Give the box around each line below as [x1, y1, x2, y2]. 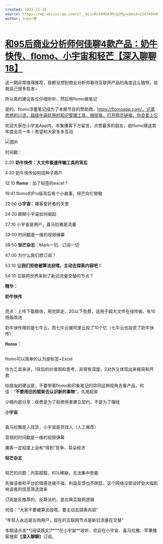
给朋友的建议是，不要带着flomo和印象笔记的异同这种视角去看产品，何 [5, 383, 144, 388]
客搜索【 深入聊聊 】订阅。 [5, 534, 56, 540]
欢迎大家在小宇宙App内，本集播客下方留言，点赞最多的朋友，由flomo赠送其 [5, 123, 157, 128]
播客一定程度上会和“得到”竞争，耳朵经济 [5, 445, 86, 451]
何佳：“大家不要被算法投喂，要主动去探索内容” [5, 507, 98, 513]
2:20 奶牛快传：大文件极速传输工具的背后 [5, 160, 88, 165]
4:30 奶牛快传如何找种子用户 [5, 170, 63, 176]
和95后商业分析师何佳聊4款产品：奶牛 [5, 38, 158, 49]
